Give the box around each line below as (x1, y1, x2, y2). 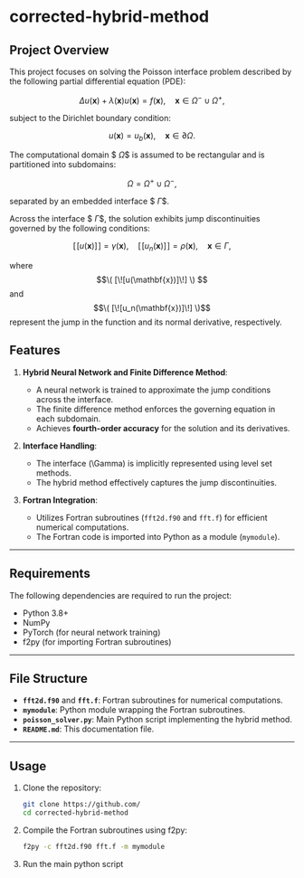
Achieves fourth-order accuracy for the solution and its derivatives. (35, 422, 290, 433)
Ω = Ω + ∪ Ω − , (127, 176, 177, 189)
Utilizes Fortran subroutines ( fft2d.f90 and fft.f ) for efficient (35, 512, 269, 523)
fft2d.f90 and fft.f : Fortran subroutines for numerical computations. (22, 694, 283, 706)
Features (9, 343, 61, 358)
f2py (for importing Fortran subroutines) (22, 636, 172, 647)
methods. (35, 467, 72, 478)
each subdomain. (35, 413, 101, 424)
